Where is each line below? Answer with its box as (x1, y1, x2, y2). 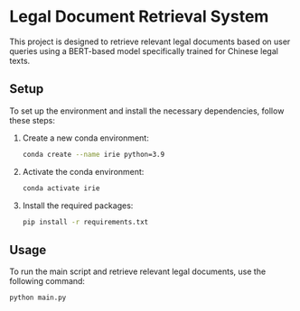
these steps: (9, 114, 56, 125)
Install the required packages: (22, 200, 134, 211)
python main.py (9, 293, 67, 303)
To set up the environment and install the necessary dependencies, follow (9, 105, 285, 116)
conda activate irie (22, 183, 100, 193)
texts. (9, 55, 31, 66)
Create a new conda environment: (22, 133, 149, 143)
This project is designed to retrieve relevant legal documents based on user (9, 36, 291, 47)
